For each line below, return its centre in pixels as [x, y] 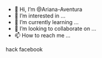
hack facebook [24, 49]
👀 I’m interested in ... [40, 16]
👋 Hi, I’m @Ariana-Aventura [48, 9]
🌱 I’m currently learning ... [46, 22]
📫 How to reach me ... [42, 35]
